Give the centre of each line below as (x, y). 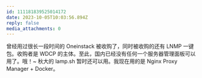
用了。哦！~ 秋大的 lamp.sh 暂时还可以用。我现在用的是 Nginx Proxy (92, 61)
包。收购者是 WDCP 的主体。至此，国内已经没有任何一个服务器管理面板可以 (101, 54)
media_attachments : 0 (34, 28)
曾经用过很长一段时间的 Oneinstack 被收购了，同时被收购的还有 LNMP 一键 (100, 46)
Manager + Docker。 (32, 69)
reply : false (23, 23)
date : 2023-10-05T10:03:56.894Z (47, 17)
